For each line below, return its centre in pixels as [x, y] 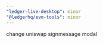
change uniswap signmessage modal [52, 34]
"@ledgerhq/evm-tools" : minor [44, 17]
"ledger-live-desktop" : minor [44, 11]
